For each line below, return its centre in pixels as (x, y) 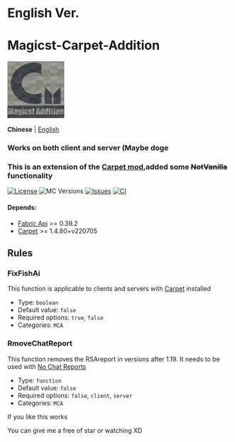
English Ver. (43, 13)
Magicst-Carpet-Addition (84, 46)
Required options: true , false (61, 318)
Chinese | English (33, 130)
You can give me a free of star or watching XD (75, 430)
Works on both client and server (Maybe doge (88, 148)
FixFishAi (24, 273)
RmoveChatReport (40, 343)
